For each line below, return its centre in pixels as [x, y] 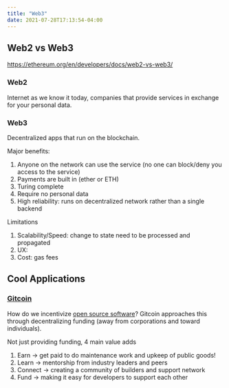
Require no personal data [53, 193]
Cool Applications [46, 279]
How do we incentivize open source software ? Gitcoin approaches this [107, 313]
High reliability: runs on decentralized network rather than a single [111, 201]
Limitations [23, 222]
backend [30, 208]
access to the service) [48, 172]
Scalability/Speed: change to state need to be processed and [103, 235]
